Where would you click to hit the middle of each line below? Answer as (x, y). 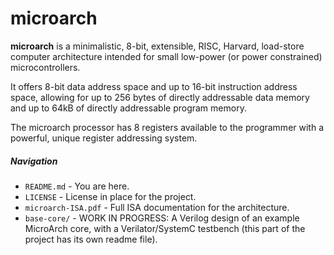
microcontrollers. (45, 67)
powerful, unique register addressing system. (104, 138)
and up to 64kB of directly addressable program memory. (128, 108)
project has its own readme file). (91, 239)
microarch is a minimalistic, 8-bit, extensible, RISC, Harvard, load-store (157, 46)
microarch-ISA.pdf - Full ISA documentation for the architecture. (157, 207)
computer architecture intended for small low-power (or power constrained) (166, 56)
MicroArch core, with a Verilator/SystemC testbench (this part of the (165, 228)
